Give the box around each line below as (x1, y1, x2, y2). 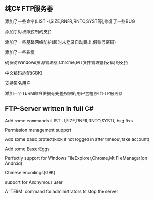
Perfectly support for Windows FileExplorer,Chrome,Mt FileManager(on (5, 155, 147, 161)
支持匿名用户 (5, 80, 31, 86)
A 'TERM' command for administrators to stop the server (5, 188, 118, 194)
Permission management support (5, 127, 72, 133)
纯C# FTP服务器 (5, 4, 53, 13)
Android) (5, 160, 23, 166)
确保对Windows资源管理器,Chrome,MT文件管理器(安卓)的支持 (5, 60, 129, 65)
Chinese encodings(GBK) (5, 169, 56, 175)
